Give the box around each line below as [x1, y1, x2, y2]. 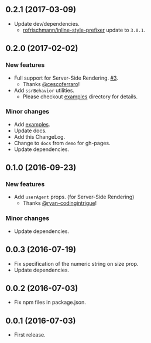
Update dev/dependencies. [13, 20, 80, 27]
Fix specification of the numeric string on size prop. [13, 260, 139, 267]
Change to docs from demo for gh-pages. [13, 139, 111, 146]
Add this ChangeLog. [13, 133, 66, 140]
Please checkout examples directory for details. [22, 93, 138, 100]
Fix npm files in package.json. [13, 299, 86, 306]
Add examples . [13, 121, 50, 128]
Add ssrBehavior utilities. [13, 87, 74, 94]
